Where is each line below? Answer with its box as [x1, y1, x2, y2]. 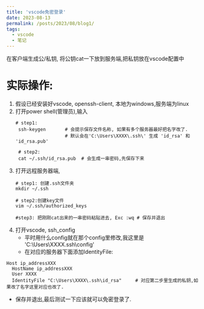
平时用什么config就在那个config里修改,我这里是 [24, 234, 145, 241]
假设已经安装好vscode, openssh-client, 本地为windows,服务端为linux [15, 100, 189, 107]
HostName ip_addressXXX [12, 266, 72, 272]
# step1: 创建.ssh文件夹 [15, 180, 75, 187]
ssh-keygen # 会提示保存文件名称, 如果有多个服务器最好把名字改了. [18, 126, 188, 132]
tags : [6, 26, 20, 32]
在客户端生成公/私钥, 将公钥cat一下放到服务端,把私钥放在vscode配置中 [6, 55, 185, 62]
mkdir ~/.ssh [15, 185, 49, 192]
